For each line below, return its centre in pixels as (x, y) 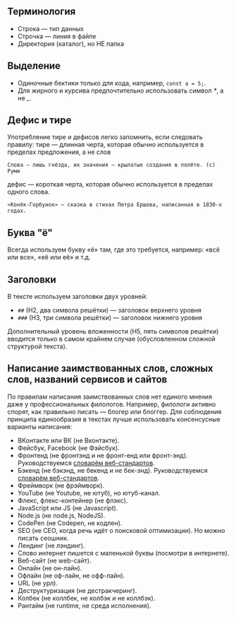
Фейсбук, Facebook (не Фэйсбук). (68, 447)
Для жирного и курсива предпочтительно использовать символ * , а (120, 90)
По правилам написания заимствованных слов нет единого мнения (110, 396)
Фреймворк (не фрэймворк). (61, 485)
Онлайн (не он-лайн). (50, 568)
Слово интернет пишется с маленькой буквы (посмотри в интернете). (123, 553)
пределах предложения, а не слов (59, 152)
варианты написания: (40, 426)
